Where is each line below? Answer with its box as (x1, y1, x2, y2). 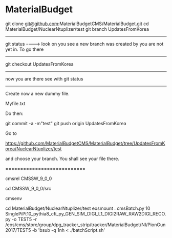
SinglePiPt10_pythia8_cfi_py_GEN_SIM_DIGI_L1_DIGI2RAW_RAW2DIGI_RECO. (5, 210, 166, 216)
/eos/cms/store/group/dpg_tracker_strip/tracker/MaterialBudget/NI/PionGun (5, 222, 166, 228)
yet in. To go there (5, 46, 44, 52)
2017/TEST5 (5, 227, 31, 233)
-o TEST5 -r (12, 216, 37, 222)
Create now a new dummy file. (5, 90, 70, 96)
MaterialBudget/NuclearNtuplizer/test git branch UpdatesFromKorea (5, 26, 149, 32)
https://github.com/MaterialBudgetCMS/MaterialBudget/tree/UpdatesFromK (5, 140, 165, 146)
